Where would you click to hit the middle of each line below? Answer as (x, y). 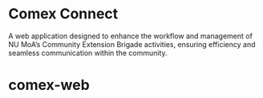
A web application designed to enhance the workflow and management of (130, 36)
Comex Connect (63, 14)
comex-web (49, 85)
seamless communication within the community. (88, 53)
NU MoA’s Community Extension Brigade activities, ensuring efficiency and (132, 44)
